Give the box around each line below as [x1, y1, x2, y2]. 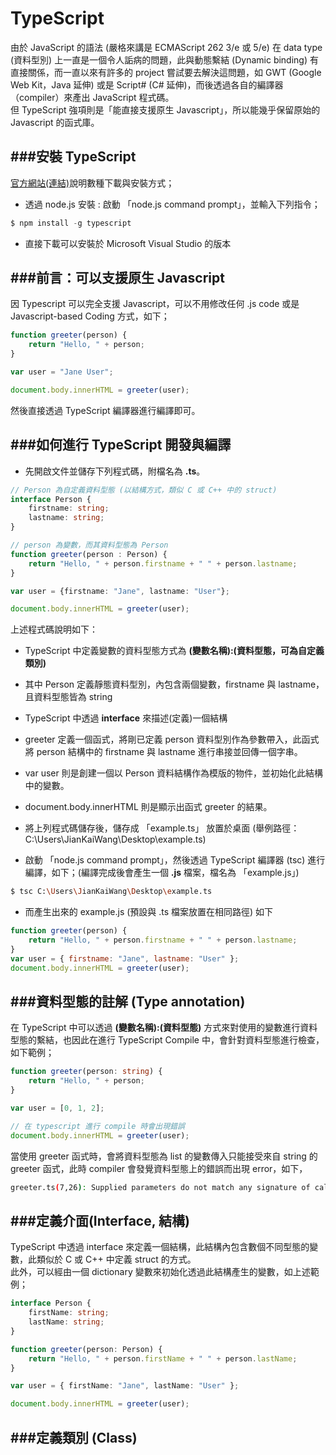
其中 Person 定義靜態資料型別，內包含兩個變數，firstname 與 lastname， [24, 678, 325, 691]
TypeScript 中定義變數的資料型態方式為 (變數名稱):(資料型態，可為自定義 [24, 645, 325, 657]
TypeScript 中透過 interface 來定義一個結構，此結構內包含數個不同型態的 [10, 1241, 310, 1253]
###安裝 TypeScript [10, 148, 137, 166]
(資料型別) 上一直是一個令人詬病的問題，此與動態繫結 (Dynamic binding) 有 [10, 53, 319, 66]
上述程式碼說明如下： [10, 623, 98, 636]
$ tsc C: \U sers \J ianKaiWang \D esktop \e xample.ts [10, 887, 213, 897]
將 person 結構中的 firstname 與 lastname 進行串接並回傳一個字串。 [24, 746, 303, 758]
